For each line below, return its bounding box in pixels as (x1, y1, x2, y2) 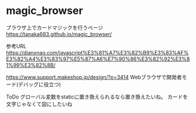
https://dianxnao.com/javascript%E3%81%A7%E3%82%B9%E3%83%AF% (6, 49, 189, 56)
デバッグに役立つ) (18, 80, 61, 88)
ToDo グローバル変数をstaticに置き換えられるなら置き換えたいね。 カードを (6, 93, 188, 100)
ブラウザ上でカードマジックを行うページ (6, 24, 103, 31)
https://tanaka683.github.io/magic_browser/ (6, 30, 112, 37)
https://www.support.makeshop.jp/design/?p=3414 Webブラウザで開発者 (6, 73, 182, 80)
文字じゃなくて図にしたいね (6, 100, 73, 107)
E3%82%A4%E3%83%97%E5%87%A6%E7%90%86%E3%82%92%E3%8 (6, 55, 190, 62)
